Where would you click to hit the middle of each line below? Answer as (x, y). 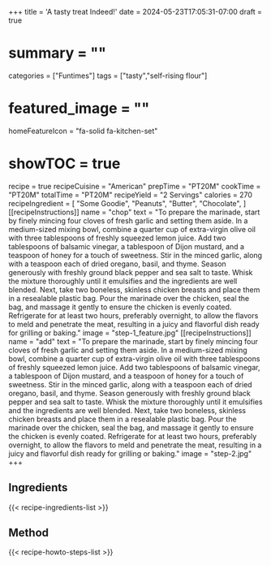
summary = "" (58, 53)
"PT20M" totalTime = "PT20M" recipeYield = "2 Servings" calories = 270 (131, 195)
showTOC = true (65, 164)
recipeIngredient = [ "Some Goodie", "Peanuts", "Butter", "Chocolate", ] (127, 203)
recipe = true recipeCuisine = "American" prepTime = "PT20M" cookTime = (135, 186)
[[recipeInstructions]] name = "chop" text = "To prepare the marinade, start (134, 212)
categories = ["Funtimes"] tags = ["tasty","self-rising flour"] (108, 75)
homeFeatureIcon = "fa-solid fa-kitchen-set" (83, 131)
